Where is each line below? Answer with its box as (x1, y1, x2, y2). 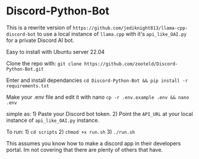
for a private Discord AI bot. (6, 36, 75, 44)
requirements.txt (6, 82, 50, 89)
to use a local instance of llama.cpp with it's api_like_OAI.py (36, 30, 187, 37)
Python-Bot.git (6, 66, 44, 72)
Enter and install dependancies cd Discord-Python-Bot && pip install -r (6, 77, 188, 84)
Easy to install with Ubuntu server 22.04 (6, 48, 105, 55)
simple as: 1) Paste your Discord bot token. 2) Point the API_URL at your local (6, 110, 193, 117)
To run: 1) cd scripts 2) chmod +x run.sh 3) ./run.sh (6, 128, 136, 135)
